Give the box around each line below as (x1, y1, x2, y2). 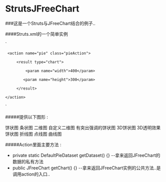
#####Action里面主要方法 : (5, 141, 62, 147)
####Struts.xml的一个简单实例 (5, 31, 68, 37)
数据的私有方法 (12, 158, 44, 164)
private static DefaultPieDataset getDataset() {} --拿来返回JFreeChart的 (12, 152, 160, 158)
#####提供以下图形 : (5, 114, 49, 120)
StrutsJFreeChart (5, 3, 80, 15)
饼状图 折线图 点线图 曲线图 (5, 131, 62, 137)
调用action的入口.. (12, 171, 50, 177)
